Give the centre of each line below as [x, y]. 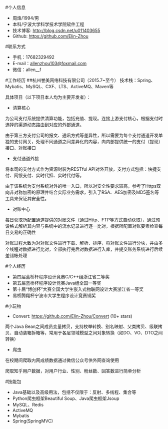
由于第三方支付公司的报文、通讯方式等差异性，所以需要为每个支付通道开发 [82, 135]
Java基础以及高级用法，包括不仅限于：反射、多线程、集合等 [74, 392]
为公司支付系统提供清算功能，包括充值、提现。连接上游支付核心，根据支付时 [84, 118]
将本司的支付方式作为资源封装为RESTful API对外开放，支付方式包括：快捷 [81, 169]
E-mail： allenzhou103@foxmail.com [49, 63]
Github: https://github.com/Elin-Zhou [50, 36]
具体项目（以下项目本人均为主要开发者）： [48, 97]
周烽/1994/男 [25, 18]
